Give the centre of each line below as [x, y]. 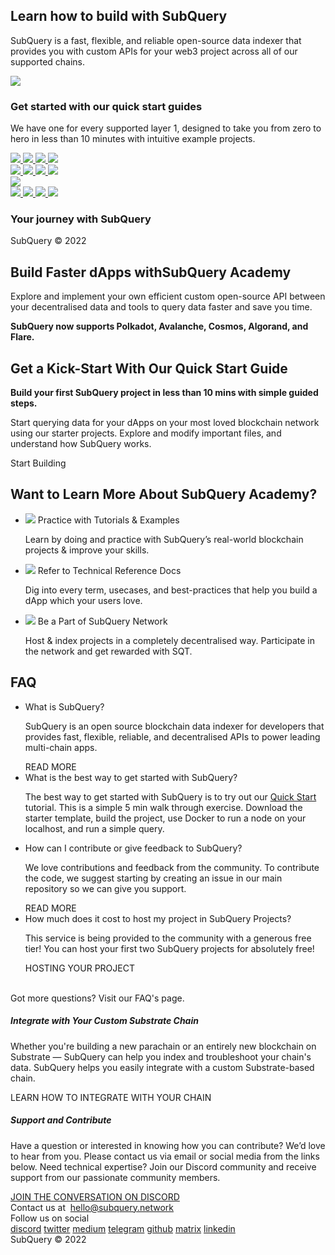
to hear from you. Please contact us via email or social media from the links [165, 1156]
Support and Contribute [61, 1120]
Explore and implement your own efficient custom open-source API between [168, 296]
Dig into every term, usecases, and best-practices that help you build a [171, 590]
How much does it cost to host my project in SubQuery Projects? [158, 918]
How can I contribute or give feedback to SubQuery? [133, 848]
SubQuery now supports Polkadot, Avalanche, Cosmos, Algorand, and [159, 326]
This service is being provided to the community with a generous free [168, 938]
